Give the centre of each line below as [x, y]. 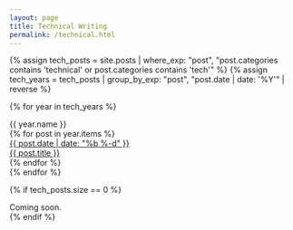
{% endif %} [33, 217]
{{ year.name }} [38, 124]
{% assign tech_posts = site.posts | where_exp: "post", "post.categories [144, 61]
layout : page [34, 18]
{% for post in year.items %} [62, 134]
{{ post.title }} [35, 153]
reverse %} [30, 89]
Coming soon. [35, 207]
